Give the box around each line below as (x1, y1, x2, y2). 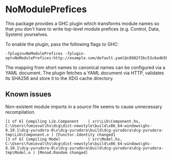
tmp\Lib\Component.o (5, 132, 50, 137)
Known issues (5, 90, 52, 99)
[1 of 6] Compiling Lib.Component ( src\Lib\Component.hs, (5, 119, 141, 124)
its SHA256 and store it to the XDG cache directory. (5, 75, 114, 81)
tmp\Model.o (5, 150, 31, 155)
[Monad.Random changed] (37, 150, 88, 155)
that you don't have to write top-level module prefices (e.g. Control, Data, (5, 25, 160, 32)
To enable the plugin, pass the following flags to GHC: (5, 41, 119, 47)
